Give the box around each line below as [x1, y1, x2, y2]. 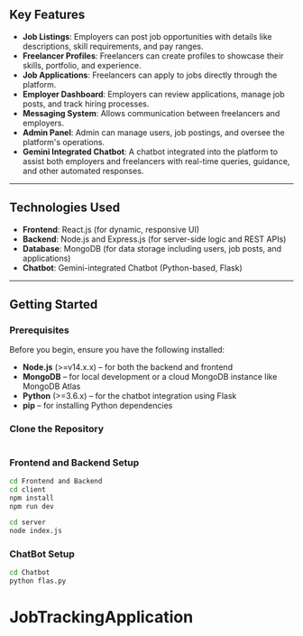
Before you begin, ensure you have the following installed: [9, 345, 225, 355]
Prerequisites [9, 324, 69, 336]
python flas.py [9, 576, 67, 585]
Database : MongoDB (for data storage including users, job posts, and [22, 243, 282, 253]
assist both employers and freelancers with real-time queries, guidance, [22, 155, 290, 166]
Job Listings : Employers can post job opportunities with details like [22, 31, 272, 41]
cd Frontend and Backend [9, 476, 103, 485]
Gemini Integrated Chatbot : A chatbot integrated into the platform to [22, 146, 278, 157]
